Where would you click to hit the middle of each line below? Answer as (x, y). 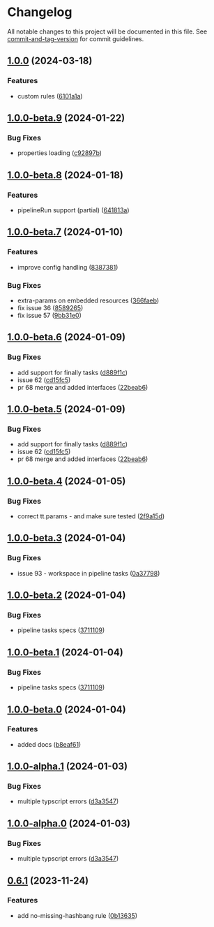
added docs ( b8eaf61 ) (49, 744)
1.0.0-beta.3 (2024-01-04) (67, 538)
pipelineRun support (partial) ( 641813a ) (74, 210)
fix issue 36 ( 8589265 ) (50, 307)
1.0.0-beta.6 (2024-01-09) (67, 337)
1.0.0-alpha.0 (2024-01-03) (69, 823)
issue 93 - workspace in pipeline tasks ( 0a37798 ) (89, 573)
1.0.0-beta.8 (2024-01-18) (66, 175)
